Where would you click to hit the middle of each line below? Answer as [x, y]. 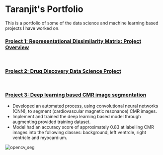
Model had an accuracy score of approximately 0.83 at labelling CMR [83, 127]
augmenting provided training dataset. [51, 122]
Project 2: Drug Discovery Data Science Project [63, 71]
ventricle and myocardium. [40, 138]
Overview [17, 47]
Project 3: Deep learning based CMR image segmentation [76, 95]
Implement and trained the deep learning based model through [77, 116]
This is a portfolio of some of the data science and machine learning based [82, 23]
